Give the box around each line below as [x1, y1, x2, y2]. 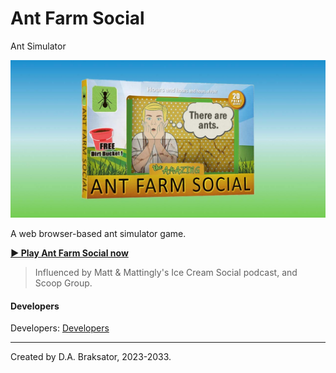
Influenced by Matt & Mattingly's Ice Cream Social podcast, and [34, 266, 298, 278]
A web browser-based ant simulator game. [10, 227, 187, 239]
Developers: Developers [10, 322, 110, 334]
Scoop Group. [34, 277, 93, 289]
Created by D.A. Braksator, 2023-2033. [10, 351, 172, 363]
